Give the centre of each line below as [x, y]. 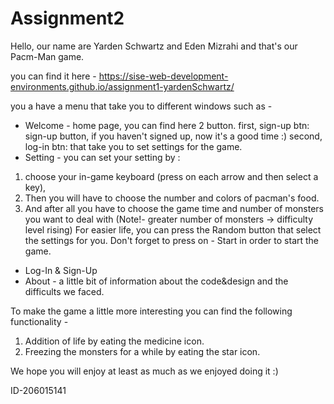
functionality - [39, 321]
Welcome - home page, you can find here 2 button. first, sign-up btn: [167, 125]
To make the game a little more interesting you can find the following [151, 311]
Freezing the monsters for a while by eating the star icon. [142, 351]
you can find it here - [53, 76]
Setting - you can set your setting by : [102, 157]
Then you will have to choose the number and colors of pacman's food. [172, 198]
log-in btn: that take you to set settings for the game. [133, 146]
